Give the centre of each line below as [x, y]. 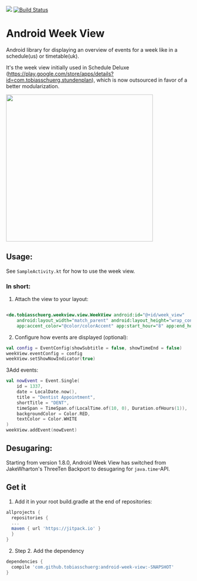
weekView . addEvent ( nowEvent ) [42, 430]
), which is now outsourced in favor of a [140, 80]
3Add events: [22, 370]
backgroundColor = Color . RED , [54, 414]
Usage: [20, 257]
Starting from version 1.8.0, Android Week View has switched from [86, 462]
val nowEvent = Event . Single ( [43, 381]
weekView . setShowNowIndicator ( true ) [51, 359]
